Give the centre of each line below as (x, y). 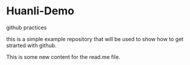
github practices (27, 27)
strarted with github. (32, 45)
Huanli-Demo (40, 11)
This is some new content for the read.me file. (63, 57)
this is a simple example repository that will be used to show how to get (95, 39)
